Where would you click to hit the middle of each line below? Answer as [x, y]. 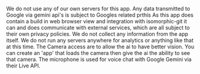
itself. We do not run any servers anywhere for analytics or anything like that [100, 40]
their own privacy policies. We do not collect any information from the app [97, 34]
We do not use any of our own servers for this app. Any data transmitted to [98, 9]
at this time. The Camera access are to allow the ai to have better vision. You [100, 47]
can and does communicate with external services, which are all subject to [98, 27]
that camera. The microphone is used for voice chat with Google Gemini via [99, 59]
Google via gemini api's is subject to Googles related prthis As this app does [100, 15]
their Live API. [23, 66]
